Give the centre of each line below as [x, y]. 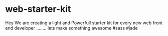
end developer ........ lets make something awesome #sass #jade [71, 28]
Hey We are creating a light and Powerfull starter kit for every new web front [84, 23]
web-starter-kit [38, 9]
